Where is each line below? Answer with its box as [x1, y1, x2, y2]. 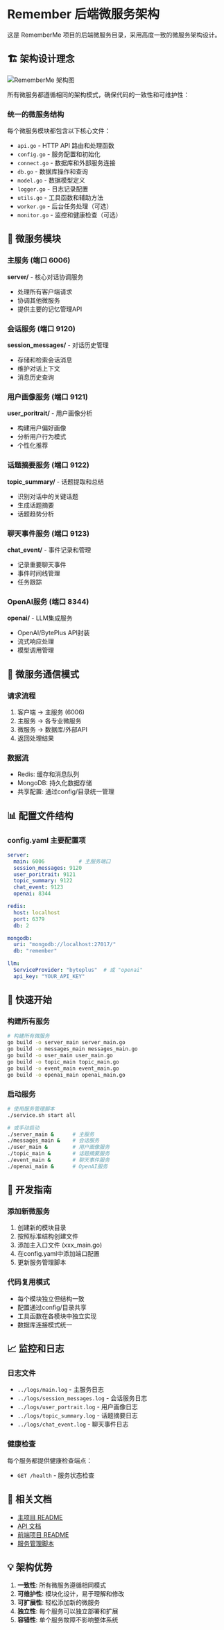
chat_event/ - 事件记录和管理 [7, 546, 92, 554]
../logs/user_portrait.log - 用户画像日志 [17, 1403, 139, 1411]
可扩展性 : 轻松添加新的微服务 [17, 1598, 101, 1607]
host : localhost [13, 909, 60, 916]
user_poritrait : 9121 [13, 871, 76, 878]
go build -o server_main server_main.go [7, 1039, 126, 1046]
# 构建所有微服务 [7, 1032, 50, 1040]
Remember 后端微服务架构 [7, 6, 160, 22]
